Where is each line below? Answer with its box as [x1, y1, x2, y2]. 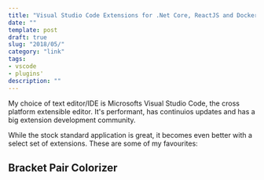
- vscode [8, 63, 37, 70]
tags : [8, 56, 26, 63]
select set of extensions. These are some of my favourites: [8, 139, 198, 148]
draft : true [8, 33, 47, 41]
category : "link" [8, 48, 65, 56]
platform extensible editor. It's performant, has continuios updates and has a [8, 106, 255, 116]
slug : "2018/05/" [8, 41, 65, 49]
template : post [8, 26, 58, 34]
